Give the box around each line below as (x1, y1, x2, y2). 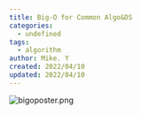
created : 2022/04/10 (9, 63, 86, 72)
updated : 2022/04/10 (9, 71, 86, 80)
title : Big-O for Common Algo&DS (9, 12, 133, 22)
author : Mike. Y (9, 54, 69, 63)
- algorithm (17, 46, 62, 55)
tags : (9, 37, 29, 47)
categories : (9, 21, 53, 30)
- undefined (17, 29, 62, 38)
